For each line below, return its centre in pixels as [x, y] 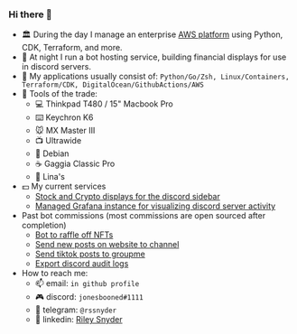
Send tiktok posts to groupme [90, 254]
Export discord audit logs [82, 264]
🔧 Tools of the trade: [60, 94]
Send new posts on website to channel [107, 245]
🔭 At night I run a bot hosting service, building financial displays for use [154, 57]
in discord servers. [56, 67]
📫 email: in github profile [87, 283]
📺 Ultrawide [58, 141]
